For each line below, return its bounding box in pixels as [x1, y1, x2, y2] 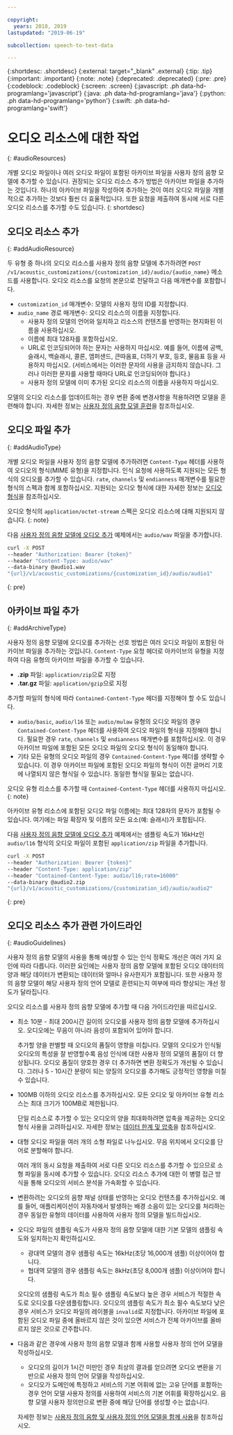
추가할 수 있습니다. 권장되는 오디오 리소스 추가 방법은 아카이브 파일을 [19, 177, 206, 185]
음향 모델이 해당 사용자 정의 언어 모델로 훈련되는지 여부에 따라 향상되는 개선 [14, 979, 219, 988]
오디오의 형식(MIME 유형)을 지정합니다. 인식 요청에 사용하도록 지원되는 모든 [14, 466, 219, 474]
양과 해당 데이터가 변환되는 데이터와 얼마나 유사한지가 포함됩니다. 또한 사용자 [7, 970, 216, 979]
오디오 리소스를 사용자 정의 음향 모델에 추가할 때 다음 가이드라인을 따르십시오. [7, 1002, 217, 1011]
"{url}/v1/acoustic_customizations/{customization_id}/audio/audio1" [7, 571, 214, 577]
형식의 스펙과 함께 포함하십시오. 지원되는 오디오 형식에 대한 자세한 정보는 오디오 [7, 483, 223, 492]
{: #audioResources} [7, 154, 66, 162]
